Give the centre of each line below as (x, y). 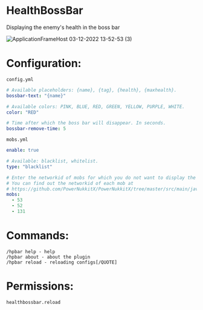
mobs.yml (17, 140)
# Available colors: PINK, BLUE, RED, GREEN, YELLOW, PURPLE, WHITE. (96, 106)
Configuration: (44, 63)
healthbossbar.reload (34, 302)
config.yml (20, 79)
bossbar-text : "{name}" (36, 95)
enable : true (23, 150)
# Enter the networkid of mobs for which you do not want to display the (101, 178)
